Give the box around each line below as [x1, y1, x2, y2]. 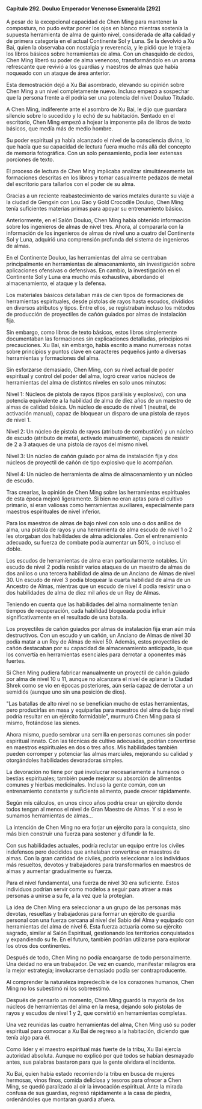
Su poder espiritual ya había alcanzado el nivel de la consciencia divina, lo [6, 136, 191, 144]
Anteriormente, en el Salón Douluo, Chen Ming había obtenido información [6, 217, 191, 224]
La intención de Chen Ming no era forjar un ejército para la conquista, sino [6, 824, 191, 831]
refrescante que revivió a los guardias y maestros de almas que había [6, 63, 179, 71]
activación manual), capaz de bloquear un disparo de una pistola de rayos [6, 410, 190, 417]
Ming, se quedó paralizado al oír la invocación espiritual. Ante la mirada [6, 1083, 183, 1090]
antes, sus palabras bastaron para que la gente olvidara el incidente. [6, 1058, 176, 1066]
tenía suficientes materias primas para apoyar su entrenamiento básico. [6, 205, 184, 213]
